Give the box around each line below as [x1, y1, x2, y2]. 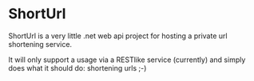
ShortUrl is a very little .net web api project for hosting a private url [8, 31, 228, 40]
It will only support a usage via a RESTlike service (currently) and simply [8, 55, 246, 64]
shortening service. [8, 39, 73, 48]
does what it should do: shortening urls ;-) [8, 63, 147, 72]
